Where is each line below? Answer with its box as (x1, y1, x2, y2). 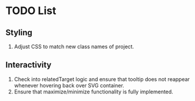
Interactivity (5, 60, 52, 70)
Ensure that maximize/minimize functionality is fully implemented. (14, 88, 173, 95)
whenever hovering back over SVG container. (14, 82, 124, 89)
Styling (5, 28, 33, 38)
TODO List (5, 4, 57, 18)
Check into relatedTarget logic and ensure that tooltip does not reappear (14, 75, 190, 83)
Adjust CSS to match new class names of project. (14, 43, 134, 50)
